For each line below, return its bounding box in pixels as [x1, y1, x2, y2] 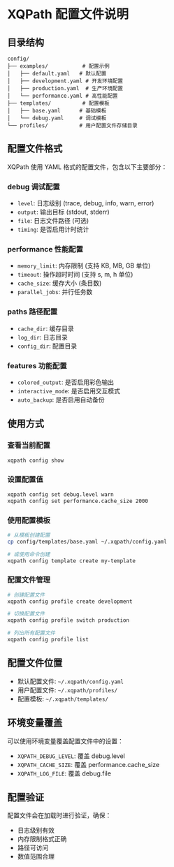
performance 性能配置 [7, 245, 84, 254]
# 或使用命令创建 [7, 551, 50, 558]
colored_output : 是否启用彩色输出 [17, 378, 115, 386]
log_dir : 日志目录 [17, 333, 68, 341]
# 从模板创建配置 [7, 532, 50, 539]
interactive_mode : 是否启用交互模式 [17, 387, 121, 395]
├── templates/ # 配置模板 [7, 100, 110, 107]
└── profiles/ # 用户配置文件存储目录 [7, 122, 138, 129]
